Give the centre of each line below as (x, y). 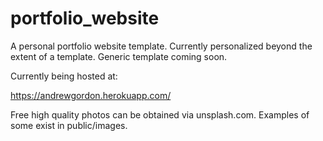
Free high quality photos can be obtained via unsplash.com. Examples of (160, 114)
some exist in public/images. (69, 125)
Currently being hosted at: (64, 76)
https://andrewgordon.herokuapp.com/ (91, 95)
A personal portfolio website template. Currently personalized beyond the (161, 46)
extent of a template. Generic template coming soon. (119, 56)
